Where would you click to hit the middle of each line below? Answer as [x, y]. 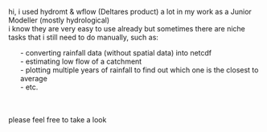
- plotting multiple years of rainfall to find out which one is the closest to [139, 70]
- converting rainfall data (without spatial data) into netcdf [116, 53]
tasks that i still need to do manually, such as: [84, 37]
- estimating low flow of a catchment [81, 61]
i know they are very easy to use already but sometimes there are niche [127, 29]
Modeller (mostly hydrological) [59, 20]
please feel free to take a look [58, 120]
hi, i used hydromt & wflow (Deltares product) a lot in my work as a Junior [130, 12]
